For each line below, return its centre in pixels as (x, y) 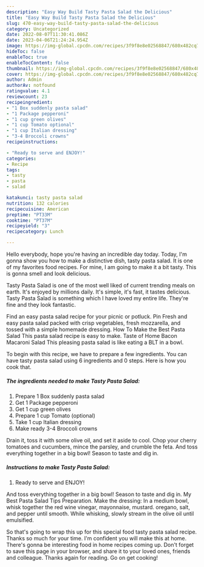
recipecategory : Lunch (35, 232)
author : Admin (24, 80)
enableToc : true (27, 57)
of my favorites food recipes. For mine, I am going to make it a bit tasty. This (101, 267)
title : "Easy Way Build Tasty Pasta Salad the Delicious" (81, 18)
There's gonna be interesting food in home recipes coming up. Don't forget (100, 545)
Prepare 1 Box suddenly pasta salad (60, 396)
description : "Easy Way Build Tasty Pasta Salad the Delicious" (89, 12)
